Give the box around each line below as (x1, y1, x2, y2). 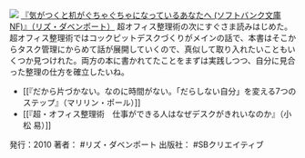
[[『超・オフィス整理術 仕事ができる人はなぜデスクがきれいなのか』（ (22, 109, 284, 119)
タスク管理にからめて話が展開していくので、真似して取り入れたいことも (16, 44, 289, 54)
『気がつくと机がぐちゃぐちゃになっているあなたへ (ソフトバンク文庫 (20, 10, 281, 20)
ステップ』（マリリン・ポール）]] (22, 97, 141, 108)
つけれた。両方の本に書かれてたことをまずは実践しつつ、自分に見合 (40, 55, 296, 65)
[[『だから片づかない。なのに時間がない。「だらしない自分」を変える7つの (22, 86, 297, 96)
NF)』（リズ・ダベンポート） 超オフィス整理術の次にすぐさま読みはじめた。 (9, 21, 293, 32)
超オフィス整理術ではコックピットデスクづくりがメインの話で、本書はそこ (9, 33, 289, 43)
